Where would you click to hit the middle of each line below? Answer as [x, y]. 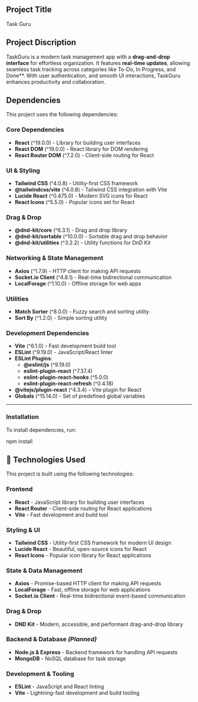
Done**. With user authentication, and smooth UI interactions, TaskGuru [93, 76]
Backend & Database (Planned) [52, 639]
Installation [23, 417]
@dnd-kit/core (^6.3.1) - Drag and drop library [71, 230]
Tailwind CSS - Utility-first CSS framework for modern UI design [93, 543]
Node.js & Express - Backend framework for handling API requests [96, 652]
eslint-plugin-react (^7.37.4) [58, 371]
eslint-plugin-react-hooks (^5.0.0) [66, 378]
